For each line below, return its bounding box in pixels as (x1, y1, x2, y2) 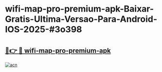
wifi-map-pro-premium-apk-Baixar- (5, 3, 154, 14)
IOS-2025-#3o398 (5, 24, 82, 35)
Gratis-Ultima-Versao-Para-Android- (5, 14, 158, 25)
